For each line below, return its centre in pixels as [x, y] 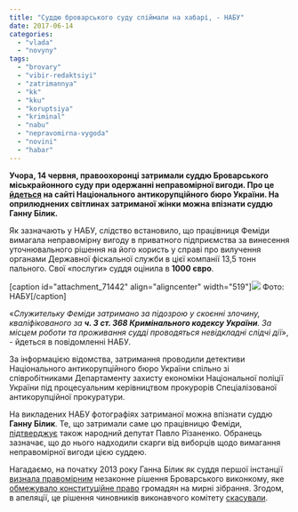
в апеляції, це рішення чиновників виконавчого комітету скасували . [139, 497]
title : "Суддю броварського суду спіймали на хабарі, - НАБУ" [127, 17]
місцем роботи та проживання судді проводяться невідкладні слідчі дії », [149, 332]
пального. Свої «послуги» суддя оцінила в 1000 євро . [112, 268]
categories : [31, 34]
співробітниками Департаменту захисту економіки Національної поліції [146, 378]
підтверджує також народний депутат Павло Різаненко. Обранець [136, 433]
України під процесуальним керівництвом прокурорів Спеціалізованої [143, 387]
